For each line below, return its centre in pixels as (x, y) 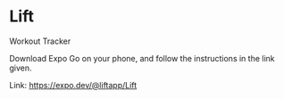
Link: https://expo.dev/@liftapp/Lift (73, 85)
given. (21, 68)
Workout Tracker (40, 41)
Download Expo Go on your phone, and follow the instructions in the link (142, 58)
